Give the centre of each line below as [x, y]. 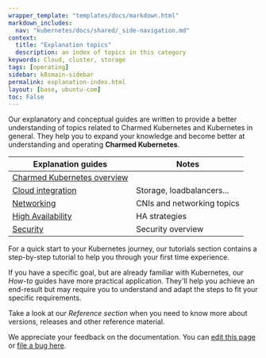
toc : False [26, 97]
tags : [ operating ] [39, 67]
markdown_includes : [40, 23]
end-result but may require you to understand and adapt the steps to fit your [133, 290]
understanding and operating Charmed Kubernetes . [94, 144]
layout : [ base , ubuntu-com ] [55, 89]
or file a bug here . [37, 345]
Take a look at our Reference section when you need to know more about [128, 314]
